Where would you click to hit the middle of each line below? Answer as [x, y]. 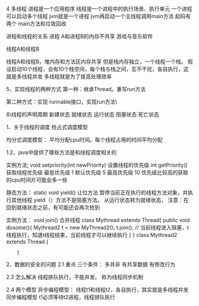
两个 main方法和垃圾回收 [36, 24]
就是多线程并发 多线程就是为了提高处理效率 [59, 76]
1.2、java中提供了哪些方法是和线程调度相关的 [61, 152]
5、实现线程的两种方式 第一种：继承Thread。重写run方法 [76, 89]
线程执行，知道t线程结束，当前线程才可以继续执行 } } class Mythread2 [92, 235]
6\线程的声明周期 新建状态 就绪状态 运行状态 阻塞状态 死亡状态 [83, 114]
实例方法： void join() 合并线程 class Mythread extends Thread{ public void [98, 220]
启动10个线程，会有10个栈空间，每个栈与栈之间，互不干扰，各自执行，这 [100, 69]
